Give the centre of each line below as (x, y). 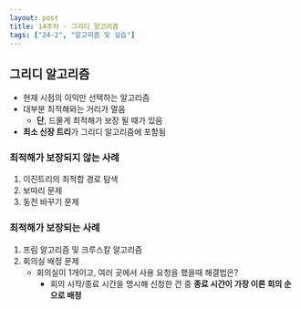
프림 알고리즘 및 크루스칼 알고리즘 (83, 249)
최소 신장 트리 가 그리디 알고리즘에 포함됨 (94, 132)
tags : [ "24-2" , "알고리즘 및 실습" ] (72, 35)
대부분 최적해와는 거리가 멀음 (74, 109)
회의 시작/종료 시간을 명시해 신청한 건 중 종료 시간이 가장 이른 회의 (166, 283)
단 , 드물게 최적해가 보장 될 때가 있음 (99, 120)
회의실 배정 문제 (51, 261)
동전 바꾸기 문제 (51, 202)
